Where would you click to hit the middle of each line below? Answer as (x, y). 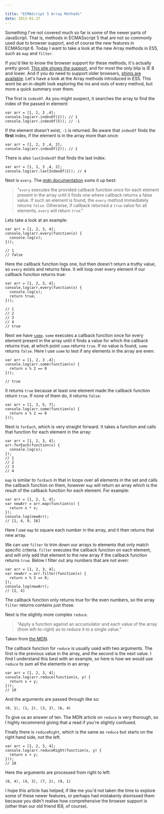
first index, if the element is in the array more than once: (62, 135)
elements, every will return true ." (50, 210)
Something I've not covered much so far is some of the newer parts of (76, 32)
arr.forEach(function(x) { (33, 445)
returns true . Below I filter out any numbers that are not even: (67, 560)
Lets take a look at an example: (36, 220)
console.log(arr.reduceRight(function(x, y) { (53, 750)
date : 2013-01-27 (23, 18)
